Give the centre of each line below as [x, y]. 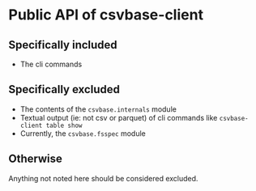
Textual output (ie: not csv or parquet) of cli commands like [119, 117]
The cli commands [51, 64]
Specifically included [63, 45]
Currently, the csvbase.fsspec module [83, 133]
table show [64, 125]
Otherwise [36, 159]
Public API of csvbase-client [106, 15]
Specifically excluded [64, 89]
